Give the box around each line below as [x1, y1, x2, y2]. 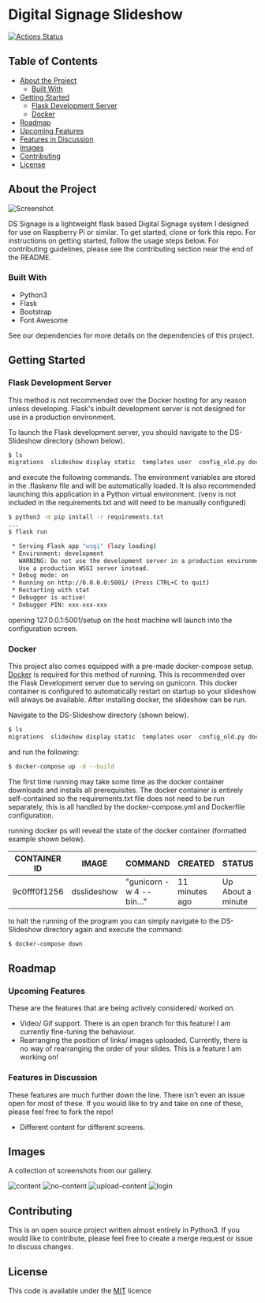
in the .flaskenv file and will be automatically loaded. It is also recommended [8, 481, 256, 491]
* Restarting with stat [11, 587, 90, 595]
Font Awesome [19, 315, 69, 325]
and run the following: [8, 747, 80, 757]
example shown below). [8, 834, 86, 844]
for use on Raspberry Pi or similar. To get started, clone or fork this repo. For [8, 227, 256, 236]
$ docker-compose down [8, 939, 83, 948]
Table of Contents [8, 55, 99, 68]
